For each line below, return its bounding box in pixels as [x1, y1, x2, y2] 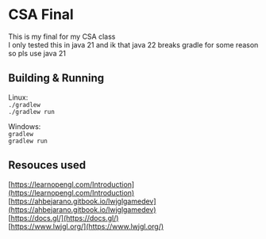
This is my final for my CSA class [8, 32, 116, 41]
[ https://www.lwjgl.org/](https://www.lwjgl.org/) [8, 222, 164, 231]
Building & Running [8, 71, 105, 85]
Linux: [8, 93, 29, 102]
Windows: [8, 121, 41, 131]
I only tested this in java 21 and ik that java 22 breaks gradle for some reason [8, 40, 259, 49]
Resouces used [8, 158, 86, 172]
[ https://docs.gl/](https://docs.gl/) [8, 213, 119, 222]
